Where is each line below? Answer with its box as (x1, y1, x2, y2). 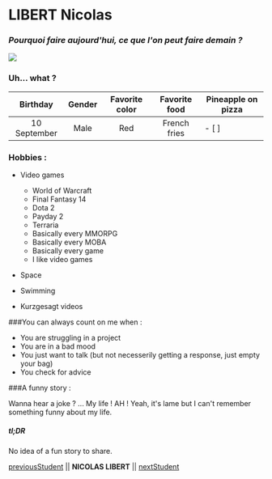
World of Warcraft (32, 186, 92, 196)
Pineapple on (206, 93, 258, 104)
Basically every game (32, 246, 104, 256)
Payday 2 (32, 212, 64, 222)
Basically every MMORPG (32, 229, 118, 239)
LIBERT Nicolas (8, 6, 113, 24)
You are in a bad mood (19, 341, 96, 351)
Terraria (32, 220, 59, 230)
